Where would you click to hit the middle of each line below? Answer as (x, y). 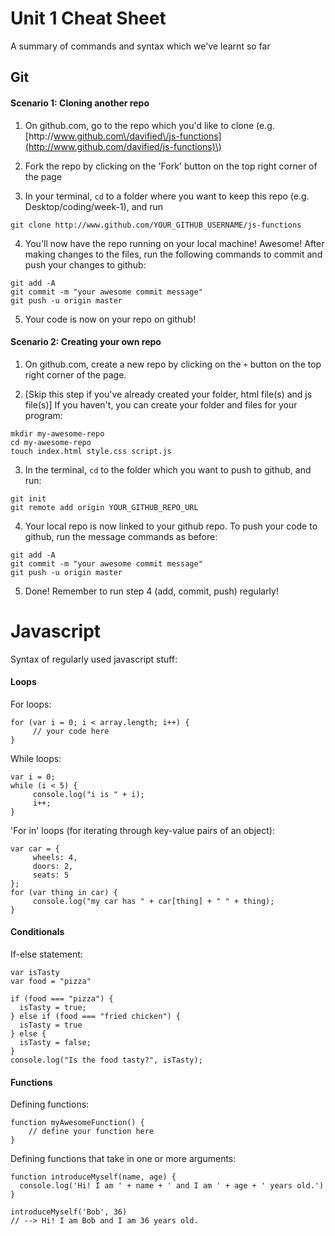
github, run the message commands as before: (121, 536)
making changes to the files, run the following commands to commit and (173, 254)
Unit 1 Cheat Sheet (88, 18)
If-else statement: (46, 954)
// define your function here (91, 1132)
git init (28, 498)
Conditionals (37, 932)
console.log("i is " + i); (88, 794)
